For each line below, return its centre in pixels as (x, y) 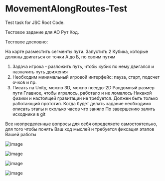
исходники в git (29, 114)
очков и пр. (24, 82)
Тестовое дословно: (27, 42)
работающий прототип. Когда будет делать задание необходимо (82, 103)
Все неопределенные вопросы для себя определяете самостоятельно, (81, 124)
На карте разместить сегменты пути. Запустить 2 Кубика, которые (77, 51)
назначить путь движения (40, 72)
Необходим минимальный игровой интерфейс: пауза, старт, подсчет (86, 77)
